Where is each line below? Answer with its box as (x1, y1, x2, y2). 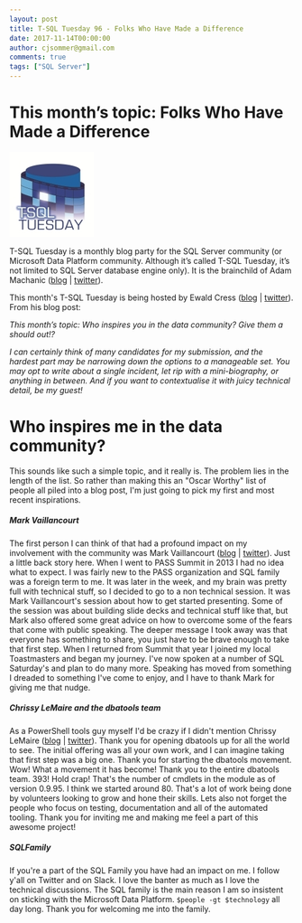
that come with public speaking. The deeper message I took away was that (9, 624, 288, 635)
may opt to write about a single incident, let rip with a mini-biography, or (9, 365, 279, 376)
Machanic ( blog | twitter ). (9, 274, 104, 285)
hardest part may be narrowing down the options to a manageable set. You (9, 355, 290, 366)
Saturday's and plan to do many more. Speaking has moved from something (9, 663, 292, 673)
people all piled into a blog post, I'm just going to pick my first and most (9, 485, 275, 495)
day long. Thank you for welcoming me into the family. (9, 903, 211, 914)
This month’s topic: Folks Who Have (9, 102, 284, 123)
